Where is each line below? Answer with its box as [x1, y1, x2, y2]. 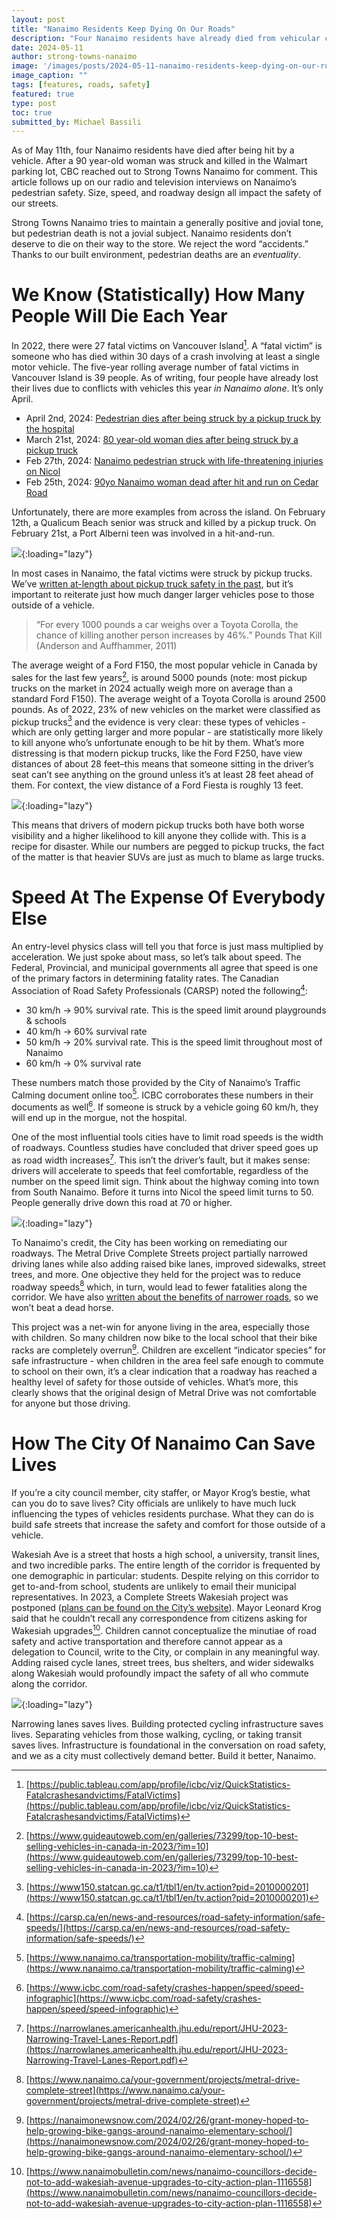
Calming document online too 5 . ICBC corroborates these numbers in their [11, 1087, 314, 1101]
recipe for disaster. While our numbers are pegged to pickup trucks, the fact [11, 841, 325, 853]
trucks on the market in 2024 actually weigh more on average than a [11, 682, 293, 694]
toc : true [11, 107, 53, 118]
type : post [11, 98, 57, 108]
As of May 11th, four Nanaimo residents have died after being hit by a [11, 144, 295, 156]
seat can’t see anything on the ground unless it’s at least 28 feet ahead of [11, 769, 314, 781]
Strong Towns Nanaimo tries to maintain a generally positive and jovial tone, [11, 217, 324, 229]
